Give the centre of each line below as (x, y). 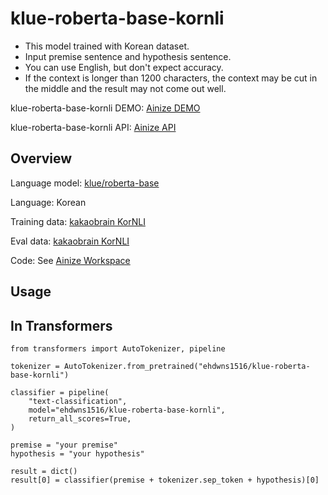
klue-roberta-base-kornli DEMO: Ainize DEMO (105, 108)
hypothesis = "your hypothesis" (77, 453)
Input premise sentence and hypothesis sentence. (128, 56)
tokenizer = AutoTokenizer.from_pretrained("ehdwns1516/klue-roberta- (160, 366)
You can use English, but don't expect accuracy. (124, 67)
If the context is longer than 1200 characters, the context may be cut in (171, 78)
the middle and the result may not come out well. (125, 88)
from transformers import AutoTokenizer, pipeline (118, 348)
